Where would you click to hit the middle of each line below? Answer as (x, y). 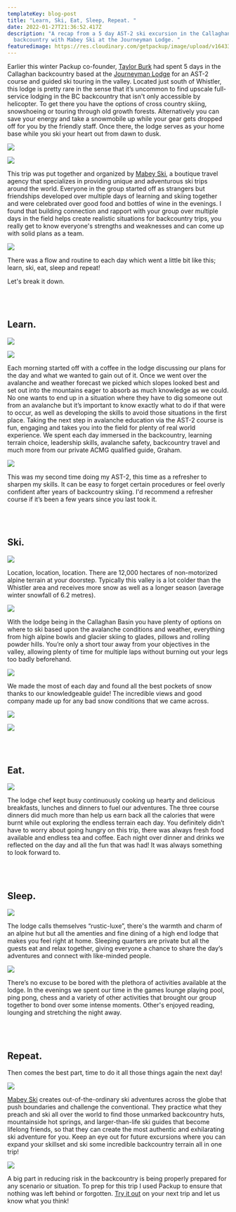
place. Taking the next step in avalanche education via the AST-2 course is (115, 420)
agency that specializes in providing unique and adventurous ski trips (107, 181)
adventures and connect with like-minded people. (79, 956)
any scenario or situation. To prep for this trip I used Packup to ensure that (115, 1186)
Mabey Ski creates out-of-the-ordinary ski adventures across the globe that (117, 1100)
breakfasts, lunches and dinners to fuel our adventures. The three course (113, 808)
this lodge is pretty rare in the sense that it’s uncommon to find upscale (110, 89)
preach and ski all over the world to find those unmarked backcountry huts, (116, 1114)
